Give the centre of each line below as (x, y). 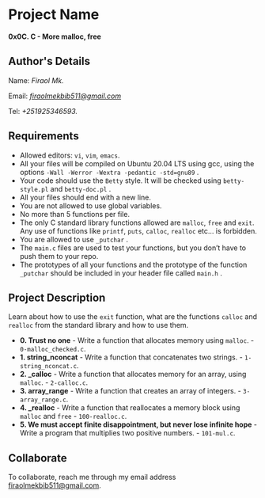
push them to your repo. (59, 256)
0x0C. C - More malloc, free (55, 36)
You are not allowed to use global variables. (91, 205)
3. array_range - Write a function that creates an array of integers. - (130, 391)
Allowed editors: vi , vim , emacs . (70, 155)
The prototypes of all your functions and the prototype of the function (133, 264)
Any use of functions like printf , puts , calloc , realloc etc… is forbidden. (138, 230)
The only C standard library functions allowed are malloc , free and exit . (137, 222)
